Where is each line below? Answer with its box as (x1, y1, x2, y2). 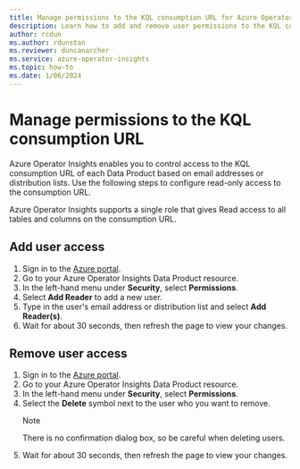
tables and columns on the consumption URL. (9, 214, 177, 224)
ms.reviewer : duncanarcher (9, 46, 110, 55)
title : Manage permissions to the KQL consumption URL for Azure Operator (9, 13, 294, 22)
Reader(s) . (21, 310, 62, 322)
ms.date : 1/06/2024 (9, 71, 82, 80)
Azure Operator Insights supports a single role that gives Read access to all (9, 204, 287, 214)
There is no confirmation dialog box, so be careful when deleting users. (21, 432, 286, 443)
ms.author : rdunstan (9, 38, 87, 47)
